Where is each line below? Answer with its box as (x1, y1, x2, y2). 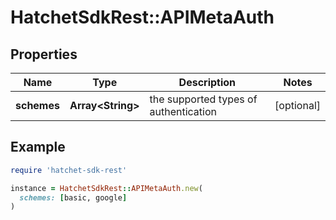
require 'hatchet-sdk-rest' (10, 165, 128, 175)
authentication (149, 105, 217, 118)
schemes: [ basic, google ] (19, 192, 128, 203)
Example (10, 139, 66, 156)
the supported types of (149, 92, 258, 106)
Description (178, 76, 237, 89)
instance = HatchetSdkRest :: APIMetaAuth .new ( (10, 183, 203, 193)
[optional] (274, 99, 321, 112)
